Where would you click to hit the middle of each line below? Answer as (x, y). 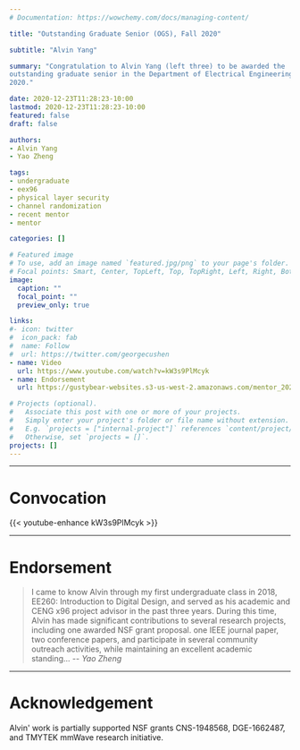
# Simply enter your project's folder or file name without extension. (150, 421)
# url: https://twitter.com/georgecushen (89, 354)
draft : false (33, 124)
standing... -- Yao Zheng (76, 659)
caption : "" (40, 288)
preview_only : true (54, 305)
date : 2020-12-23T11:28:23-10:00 (71, 99)
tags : (19, 173)
